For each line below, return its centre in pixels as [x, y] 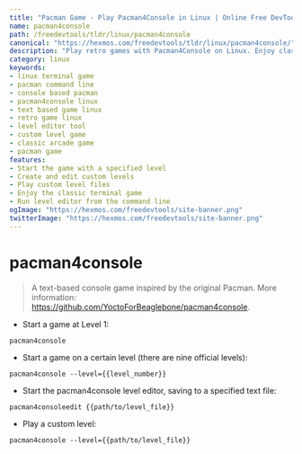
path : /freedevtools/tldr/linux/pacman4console [100, 34]
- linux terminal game [52, 76]
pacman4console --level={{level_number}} [88, 374]
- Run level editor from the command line [90, 202]
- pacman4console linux [54, 101]
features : [28, 160]
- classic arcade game [52, 143]
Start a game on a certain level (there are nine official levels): [135, 357]
